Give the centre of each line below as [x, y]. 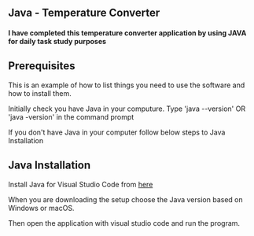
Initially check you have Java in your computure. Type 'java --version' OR [127, 109]
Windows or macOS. [41, 208]
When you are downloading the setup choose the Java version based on [125, 199]
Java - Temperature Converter [84, 13]
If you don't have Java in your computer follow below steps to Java [117, 132]
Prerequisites [42, 66]
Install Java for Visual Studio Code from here [81, 184]
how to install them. [40, 93]
